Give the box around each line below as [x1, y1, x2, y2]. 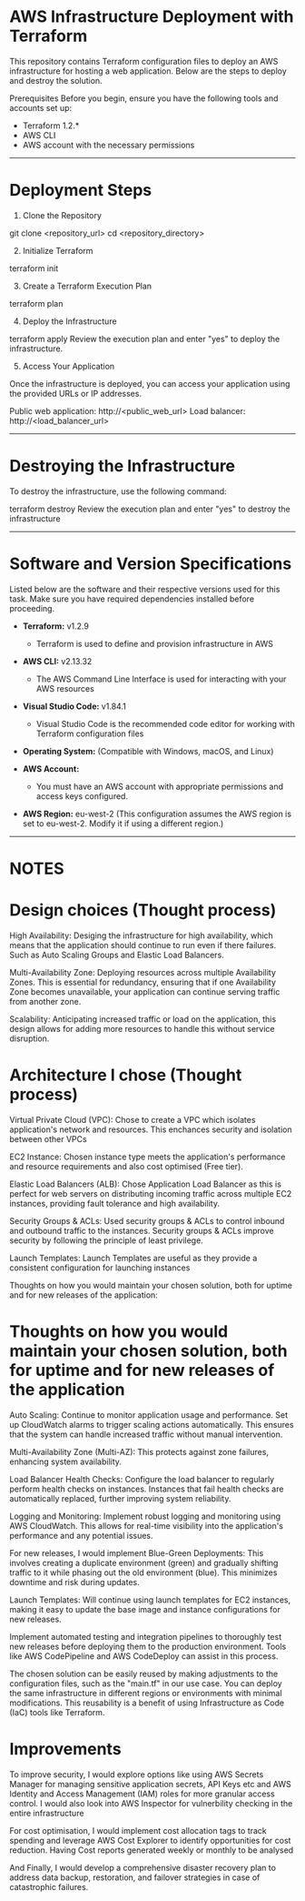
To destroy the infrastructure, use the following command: [9, 485, 227, 497]
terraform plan [9, 298, 64, 308]
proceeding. [9, 602, 55, 613]
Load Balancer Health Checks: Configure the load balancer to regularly [9, 1473, 275, 1484]
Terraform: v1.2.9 [22, 621, 89, 632]
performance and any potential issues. [9, 1530, 153, 1541]
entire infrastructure [9, 1807, 84, 1818]
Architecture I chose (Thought [9, 1065, 242, 1086]
